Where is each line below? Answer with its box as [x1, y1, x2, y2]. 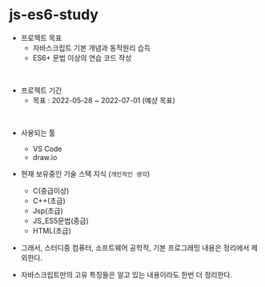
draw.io [32, 152, 58, 161]
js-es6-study [9, 6, 99, 24]
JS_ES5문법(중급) [32, 216, 89, 225]
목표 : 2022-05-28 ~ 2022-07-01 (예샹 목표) [32, 95, 175, 105]
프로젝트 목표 [20, 33, 62, 42]
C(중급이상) [32, 185, 70, 195]
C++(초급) [32, 196, 66, 205]
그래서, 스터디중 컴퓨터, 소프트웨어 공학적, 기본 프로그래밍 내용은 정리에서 [20, 242, 250, 253]
